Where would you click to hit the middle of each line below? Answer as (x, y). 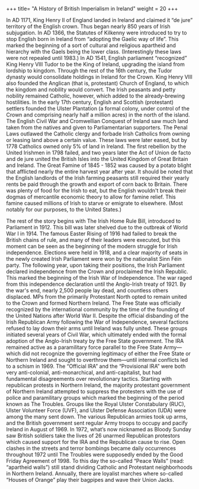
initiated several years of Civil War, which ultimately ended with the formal (96, 335)
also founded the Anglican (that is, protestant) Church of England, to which (97, 83)
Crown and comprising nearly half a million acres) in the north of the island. (98, 115)
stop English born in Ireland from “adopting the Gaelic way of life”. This (92, 39)
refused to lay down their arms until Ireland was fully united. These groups (97, 328)
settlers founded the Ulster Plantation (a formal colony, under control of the (98, 108)
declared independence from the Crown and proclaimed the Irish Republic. (97, 272)
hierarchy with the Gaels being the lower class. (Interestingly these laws (94, 52)
